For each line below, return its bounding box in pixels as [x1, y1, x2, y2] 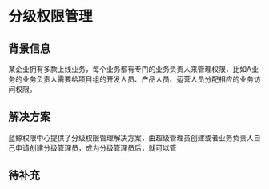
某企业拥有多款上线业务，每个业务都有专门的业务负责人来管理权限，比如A [8, 65, 252, 74]
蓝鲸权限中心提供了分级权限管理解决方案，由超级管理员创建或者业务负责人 [8, 133, 254, 143]
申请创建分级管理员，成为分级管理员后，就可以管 [14, 143, 177, 152]
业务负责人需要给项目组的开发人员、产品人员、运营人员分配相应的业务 [22, 74, 254, 84]
